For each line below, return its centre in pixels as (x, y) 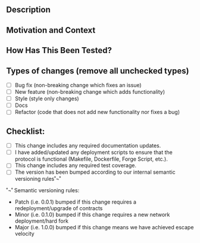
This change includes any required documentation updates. (88, 146)
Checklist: (26, 131)
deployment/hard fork (41, 221)
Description (28, 10)
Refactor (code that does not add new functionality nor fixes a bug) (97, 112)
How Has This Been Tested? (59, 50)
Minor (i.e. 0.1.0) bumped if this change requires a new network (92, 215)
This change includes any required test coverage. (76, 165)
